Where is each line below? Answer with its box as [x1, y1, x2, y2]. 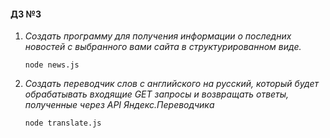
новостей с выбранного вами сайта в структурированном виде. [24, 41, 302, 53]
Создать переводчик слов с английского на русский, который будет [24, 78, 319, 90]
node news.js [24, 60, 80, 70]
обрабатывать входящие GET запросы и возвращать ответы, [24, 88, 290, 100]
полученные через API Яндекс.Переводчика [24, 99, 215, 111]
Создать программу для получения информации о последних [24, 30, 292, 42]
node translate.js [24, 118, 102, 129]
